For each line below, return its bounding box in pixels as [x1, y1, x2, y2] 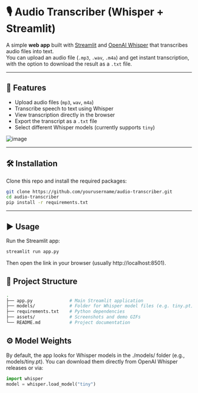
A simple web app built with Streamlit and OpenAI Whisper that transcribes [6, 41, 188, 48]
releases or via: [6, 364, 44, 371]
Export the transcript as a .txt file [14, 117, 97, 125]
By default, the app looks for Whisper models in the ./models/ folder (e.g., [6, 352, 185, 359]
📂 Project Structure [6, 277, 78, 287]
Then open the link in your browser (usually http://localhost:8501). [6, 259, 166, 267]
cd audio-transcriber [6, 194, 60, 200]
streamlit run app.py [6, 249, 60, 255]
